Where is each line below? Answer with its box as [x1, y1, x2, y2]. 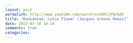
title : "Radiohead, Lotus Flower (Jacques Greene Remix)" [5, 16, 128, 21]
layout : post [5, 7, 32, 12]
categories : [5, 30, 30, 35]
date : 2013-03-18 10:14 [5, 21, 55, 26]
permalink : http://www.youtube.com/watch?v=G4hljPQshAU [5, 12, 124, 17]
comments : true [5, 26, 37, 31]
